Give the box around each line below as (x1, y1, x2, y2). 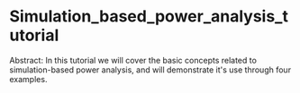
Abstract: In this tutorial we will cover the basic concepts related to (9, 55, 257, 65)
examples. (9, 73, 48, 84)
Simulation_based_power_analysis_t (9, 6, 288, 27)
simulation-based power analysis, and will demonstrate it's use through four (9, 64, 291, 75)
